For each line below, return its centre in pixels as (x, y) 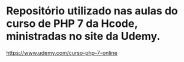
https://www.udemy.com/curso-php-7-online (62, 52)
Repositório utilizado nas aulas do (92, 11)
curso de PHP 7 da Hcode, (72, 24)
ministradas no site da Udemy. (83, 36)
